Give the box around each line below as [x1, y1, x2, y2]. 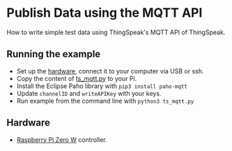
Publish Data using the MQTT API [6, 5, 203, 21]
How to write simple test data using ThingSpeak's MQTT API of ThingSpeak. [6, 28, 226, 36]
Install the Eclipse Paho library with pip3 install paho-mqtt [16, 82, 187, 90]
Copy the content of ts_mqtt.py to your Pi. [16, 74, 137, 82]
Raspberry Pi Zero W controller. [16, 135, 107, 144]
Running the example [6, 48, 101, 60]
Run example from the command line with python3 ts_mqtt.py [16, 96, 194, 105]
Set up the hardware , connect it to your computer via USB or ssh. [16, 66, 204, 75]
